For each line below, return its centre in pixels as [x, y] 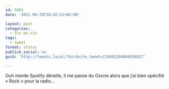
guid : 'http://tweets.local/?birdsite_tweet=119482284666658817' [75, 57]
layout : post [19, 24]
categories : [18, 28]
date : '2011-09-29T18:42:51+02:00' [43, 15]
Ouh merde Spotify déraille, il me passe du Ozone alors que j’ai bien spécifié [85, 75]
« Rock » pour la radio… [30, 81]
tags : [11, 38]
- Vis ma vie [24, 33]
